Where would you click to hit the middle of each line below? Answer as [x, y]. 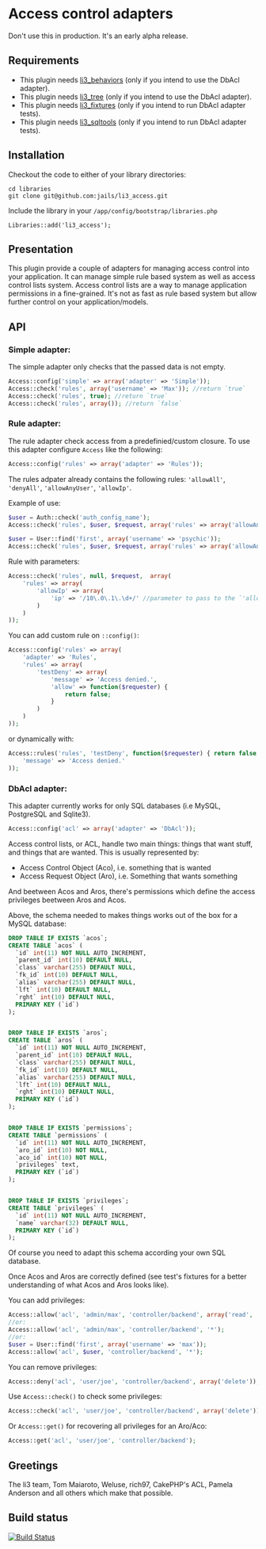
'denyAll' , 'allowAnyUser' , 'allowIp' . [70, 488]
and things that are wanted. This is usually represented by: [104, 852]
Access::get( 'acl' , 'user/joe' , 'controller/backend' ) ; [102, 1441]
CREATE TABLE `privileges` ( [56, 1208]
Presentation [41, 249]
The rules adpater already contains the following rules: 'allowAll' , [117, 479]
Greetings [33, 1465]
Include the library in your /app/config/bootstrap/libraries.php [113, 210]
